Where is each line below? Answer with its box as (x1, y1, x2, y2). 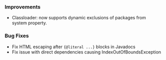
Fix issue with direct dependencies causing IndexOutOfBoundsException (11, 49, 162, 55)
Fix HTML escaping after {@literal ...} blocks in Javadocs (11, 44, 136, 50)
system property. (11, 20, 47, 26)
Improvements (4, 3, 41, 10)
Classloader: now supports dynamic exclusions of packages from (11, 15, 146, 21)
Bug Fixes (4, 32, 29, 39)
